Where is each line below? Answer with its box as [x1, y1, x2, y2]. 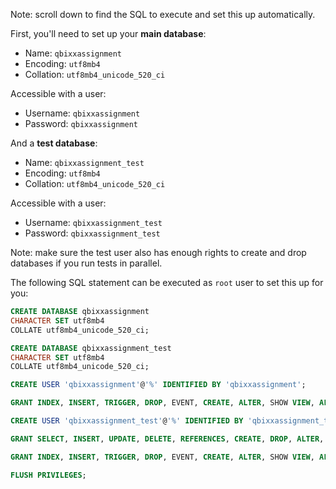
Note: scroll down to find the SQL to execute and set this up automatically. [10, 9, 316, 20]
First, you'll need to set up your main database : [10, 28, 207, 39]
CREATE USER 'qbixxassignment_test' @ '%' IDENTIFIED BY [10, 416, 244, 426]
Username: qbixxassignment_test [24, 217, 163, 228]
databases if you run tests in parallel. [10, 257, 163, 269]
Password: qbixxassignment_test [24, 227, 161, 239]
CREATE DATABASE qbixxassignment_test [10, 343, 172, 353]
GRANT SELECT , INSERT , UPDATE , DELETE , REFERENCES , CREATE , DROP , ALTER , [10, 434, 325, 444]
